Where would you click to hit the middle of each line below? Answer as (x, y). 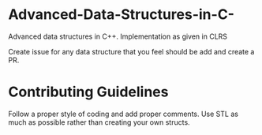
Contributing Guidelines (88, 92)
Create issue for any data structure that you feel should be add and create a (131, 51)
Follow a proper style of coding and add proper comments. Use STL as (124, 114)
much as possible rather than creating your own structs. (99, 122)
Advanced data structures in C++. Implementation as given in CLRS (118, 36)
